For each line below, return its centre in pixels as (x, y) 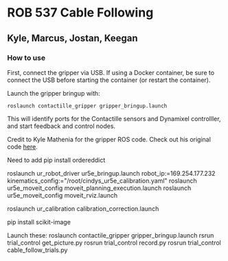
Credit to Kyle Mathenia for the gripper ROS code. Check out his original (109, 139)
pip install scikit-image (39, 222)
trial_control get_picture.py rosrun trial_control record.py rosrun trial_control (114, 242)
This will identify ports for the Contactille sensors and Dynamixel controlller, (114, 118)
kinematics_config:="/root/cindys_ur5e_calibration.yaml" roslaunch (102, 180)
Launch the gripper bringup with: (54, 93)
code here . (22, 147)
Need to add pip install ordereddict (56, 160)
